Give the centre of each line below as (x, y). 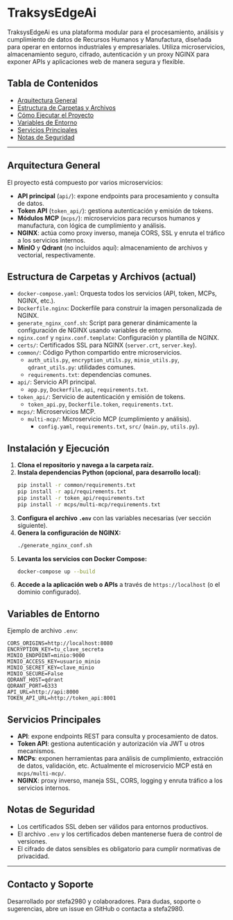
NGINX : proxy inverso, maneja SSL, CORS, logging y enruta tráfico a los (120, 781)
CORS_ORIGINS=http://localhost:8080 (60, 644)
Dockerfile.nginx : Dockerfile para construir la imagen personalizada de (120, 308)
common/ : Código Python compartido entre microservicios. (100, 353)
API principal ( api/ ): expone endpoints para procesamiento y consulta (118, 195)
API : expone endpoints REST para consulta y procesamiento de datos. (118, 736)
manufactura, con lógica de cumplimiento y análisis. (92, 225)
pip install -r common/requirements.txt (76, 485)
